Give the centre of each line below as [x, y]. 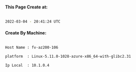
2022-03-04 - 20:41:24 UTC [33, 22]
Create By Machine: [26, 33]
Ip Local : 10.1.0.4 [27, 66]
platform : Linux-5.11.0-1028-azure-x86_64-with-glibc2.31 [68, 57]
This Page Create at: [26, 7]
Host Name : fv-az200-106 [32, 48]
